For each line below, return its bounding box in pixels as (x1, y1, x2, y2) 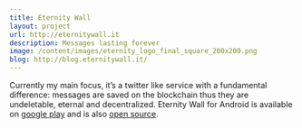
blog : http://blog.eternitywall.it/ (9, 55, 148, 64)
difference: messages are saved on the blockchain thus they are (9, 89, 249, 100)
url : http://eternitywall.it (9, 30, 120, 39)
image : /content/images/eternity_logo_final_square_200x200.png (9, 47, 258, 56)
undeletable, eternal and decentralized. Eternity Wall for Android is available (9, 99, 293, 109)
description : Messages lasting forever (9, 38, 161, 48)
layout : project (9, 22, 71, 31)
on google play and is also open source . (9, 109, 159, 119)
